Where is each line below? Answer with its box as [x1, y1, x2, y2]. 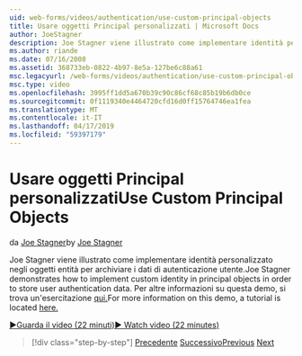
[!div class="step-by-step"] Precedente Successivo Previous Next [31, 336, 274, 347]
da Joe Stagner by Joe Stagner [9, 236, 123, 247]
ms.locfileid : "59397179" [9, 130, 106, 139]
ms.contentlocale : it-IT [9, 113, 102, 122]
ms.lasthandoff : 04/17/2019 [9, 122, 115, 131]
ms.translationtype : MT [9, 105, 99, 114]
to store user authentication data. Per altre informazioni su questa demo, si [9, 282, 286, 293]
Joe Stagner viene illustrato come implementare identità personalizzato [9, 254, 273, 265]
